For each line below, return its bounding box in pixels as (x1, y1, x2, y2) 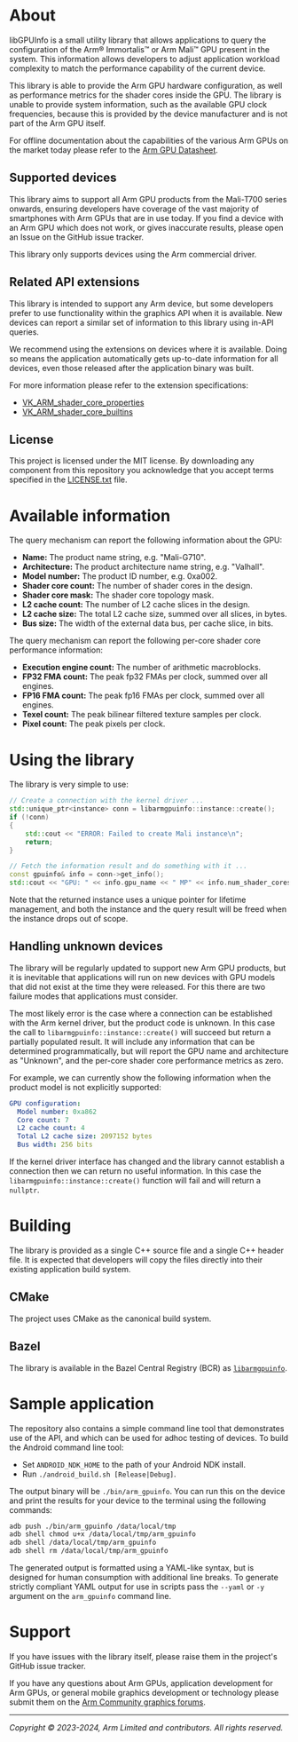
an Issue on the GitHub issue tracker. (9, 232, 145, 242)
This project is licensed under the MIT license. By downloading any (9, 455, 255, 466)
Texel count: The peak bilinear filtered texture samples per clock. (21, 709, 262, 720)
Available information (9, 505, 171, 526)
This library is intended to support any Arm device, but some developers (9, 298, 274, 309)
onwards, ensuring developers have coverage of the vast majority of (9, 203, 260, 214)
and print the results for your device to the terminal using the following (9, 1495, 267, 1506)
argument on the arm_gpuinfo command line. (9, 1591, 172, 1602)
